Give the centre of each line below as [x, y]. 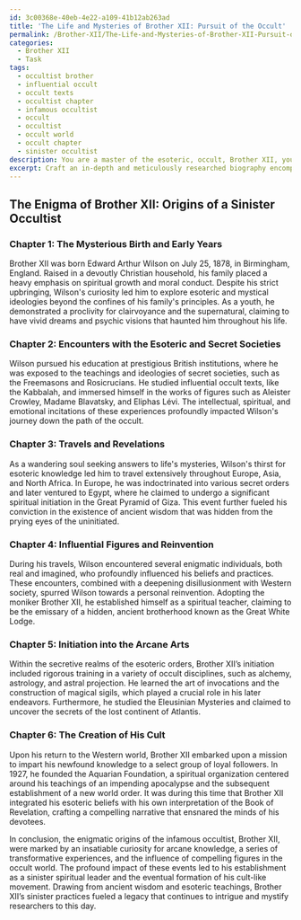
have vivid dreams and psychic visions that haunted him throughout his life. [149, 321]
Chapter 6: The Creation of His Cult [87, 735]
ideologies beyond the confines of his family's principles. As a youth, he [142, 302]
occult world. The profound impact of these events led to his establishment [148, 867]
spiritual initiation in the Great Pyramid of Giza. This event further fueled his [148, 502]
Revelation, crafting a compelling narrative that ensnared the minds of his [144, 812]
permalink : [30, 34]
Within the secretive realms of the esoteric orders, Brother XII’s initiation [142, 664]
